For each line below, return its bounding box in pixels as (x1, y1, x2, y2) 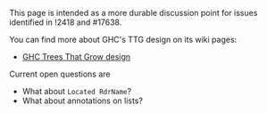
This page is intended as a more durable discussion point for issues (9, 8, 258, 18)
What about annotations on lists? (21, 95, 143, 106)
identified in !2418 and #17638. (9, 17, 122, 28)
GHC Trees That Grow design (21, 52, 131, 61)
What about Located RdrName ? (21, 86, 132, 96)
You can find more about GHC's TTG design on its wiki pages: (9, 35, 238, 44)
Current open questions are (9, 69, 111, 79)
